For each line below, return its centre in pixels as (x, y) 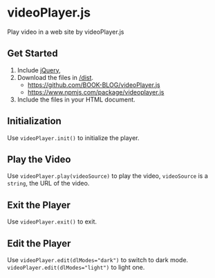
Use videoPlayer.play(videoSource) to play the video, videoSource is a (108, 176)
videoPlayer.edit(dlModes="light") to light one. (76, 267)
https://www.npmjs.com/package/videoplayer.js (96, 92)
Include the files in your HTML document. (76, 99)
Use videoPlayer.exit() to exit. (52, 221)
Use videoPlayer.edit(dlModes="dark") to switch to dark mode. (98, 260)
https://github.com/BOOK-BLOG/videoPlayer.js (94, 85)
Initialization (35, 121)
